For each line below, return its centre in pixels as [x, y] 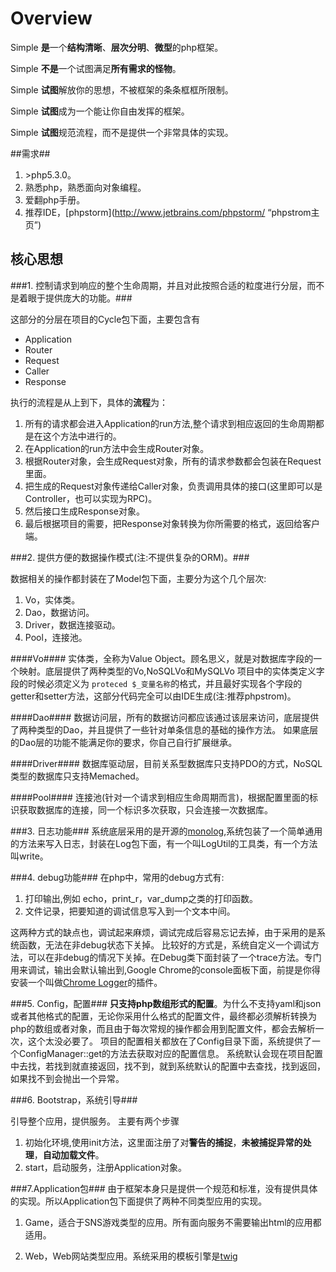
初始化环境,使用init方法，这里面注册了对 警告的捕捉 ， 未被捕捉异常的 [163, 1142]
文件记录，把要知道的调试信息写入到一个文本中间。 [130, 911]
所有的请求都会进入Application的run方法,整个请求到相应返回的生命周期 [170, 423]
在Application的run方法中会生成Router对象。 [117, 448]
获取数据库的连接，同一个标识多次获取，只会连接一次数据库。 [145, 809]
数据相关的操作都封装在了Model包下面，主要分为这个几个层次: [138, 578]
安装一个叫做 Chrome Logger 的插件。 [86, 982]
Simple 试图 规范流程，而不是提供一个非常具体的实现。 [122, 132]
